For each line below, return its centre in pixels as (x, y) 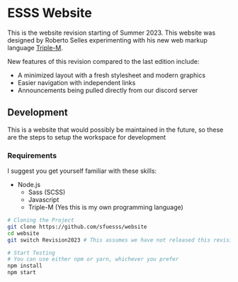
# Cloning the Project (41, 220)
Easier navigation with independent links (76, 82)
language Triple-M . (35, 47)
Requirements (32, 155)
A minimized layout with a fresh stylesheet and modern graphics (112, 75)
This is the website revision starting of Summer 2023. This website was (112, 33)
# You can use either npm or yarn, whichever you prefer (93, 259)
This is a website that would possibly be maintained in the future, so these (115, 130)
